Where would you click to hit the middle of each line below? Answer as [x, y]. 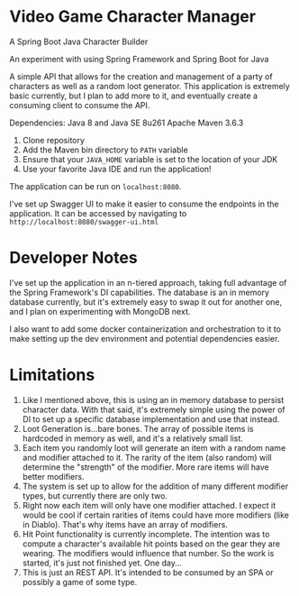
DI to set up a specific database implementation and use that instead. [151, 419]
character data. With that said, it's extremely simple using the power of [154, 409]
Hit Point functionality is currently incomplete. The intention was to [146, 534]
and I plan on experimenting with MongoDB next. [100, 311]
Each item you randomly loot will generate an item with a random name [154, 447]
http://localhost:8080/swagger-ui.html [84, 222]
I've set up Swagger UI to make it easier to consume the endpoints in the [144, 204]
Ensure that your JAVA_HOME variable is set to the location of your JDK [150, 159]
